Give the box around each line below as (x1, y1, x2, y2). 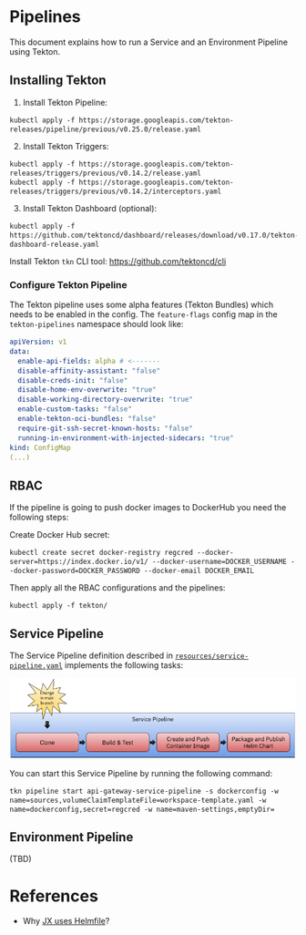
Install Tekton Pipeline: (22, 97, 107, 108)
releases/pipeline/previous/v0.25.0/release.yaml (9, 125, 202, 134)
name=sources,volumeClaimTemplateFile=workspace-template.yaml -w (9, 796, 267, 805)
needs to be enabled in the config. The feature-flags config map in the (9, 309, 278, 320)
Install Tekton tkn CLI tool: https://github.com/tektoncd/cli (9, 255, 227, 266)
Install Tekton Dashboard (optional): (22, 202, 158, 213)
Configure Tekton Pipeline (9, 278, 127, 291)
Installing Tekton (9, 73, 107, 88)
